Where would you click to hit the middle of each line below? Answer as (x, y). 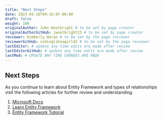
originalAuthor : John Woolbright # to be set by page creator (70, 28)
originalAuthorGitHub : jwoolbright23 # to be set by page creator (74, 32)
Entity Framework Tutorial (38, 112)
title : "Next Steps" (26, 10)
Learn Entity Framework (36, 107)
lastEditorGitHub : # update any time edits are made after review (74, 51)
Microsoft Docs (28, 102)
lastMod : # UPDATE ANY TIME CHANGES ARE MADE (52, 55)
